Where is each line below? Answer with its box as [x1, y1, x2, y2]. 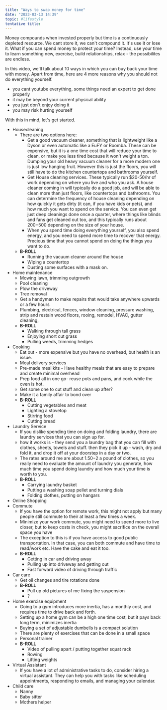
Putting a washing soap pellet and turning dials [27, 487, 123, 493]
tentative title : [5, 21, 41, 26]
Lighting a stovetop [27, 408, 67, 414]
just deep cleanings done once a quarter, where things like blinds [27, 212, 161, 218]
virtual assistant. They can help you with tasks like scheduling [19, 673, 147, 679]
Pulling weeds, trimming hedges [27, 339, 93, 345]
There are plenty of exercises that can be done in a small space [19, 630, 150, 636]
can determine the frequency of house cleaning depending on [27, 196, 155, 202]
